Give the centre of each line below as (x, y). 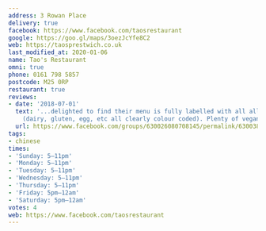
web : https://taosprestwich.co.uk (65, 45)
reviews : (23, 97)
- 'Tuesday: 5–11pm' (42, 171)
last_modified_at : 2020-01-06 (58, 52)
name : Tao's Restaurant (47, 60)
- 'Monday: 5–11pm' (40, 164)
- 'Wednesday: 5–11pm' (46, 178)
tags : (17, 133)
